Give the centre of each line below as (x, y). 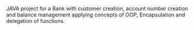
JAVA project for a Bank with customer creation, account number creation (97, 9)
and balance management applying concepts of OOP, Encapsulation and (96, 15)
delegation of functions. (36, 21)
